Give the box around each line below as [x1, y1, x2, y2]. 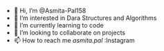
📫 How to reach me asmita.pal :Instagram [13, 37, 135, 44]
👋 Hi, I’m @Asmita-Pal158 [13, 7, 86, 14]
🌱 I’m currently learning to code [13, 21, 104, 29]
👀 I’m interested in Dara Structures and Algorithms [13, 14, 157, 22]
